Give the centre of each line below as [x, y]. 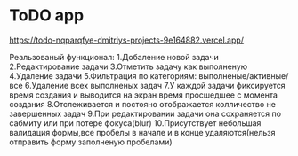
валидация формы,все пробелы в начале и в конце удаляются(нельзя [142, 132]
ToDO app [47, 16]
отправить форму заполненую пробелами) [91, 142]
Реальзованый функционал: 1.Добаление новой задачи [114, 57]
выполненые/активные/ [244, 75]
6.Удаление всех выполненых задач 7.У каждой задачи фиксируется [156, 85]
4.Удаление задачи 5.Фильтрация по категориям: [103, 75]
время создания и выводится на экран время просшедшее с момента [144, 95]
